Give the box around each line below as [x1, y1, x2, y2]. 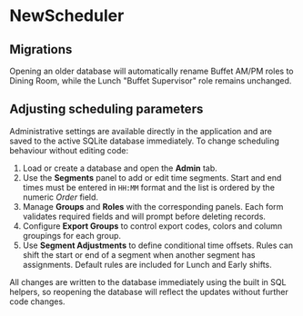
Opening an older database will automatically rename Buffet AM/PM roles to [9, 65, 294, 76]
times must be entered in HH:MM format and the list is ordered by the [22, 182, 276, 193]
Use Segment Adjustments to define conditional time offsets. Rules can [22, 240, 294, 251]
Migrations [9, 42, 73, 57]
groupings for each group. [22, 230, 121, 241]
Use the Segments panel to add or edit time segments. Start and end [22, 172, 282, 183]
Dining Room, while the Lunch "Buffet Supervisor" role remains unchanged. [9, 75, 292, 86]
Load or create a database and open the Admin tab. [22, 163, 218, 173]
